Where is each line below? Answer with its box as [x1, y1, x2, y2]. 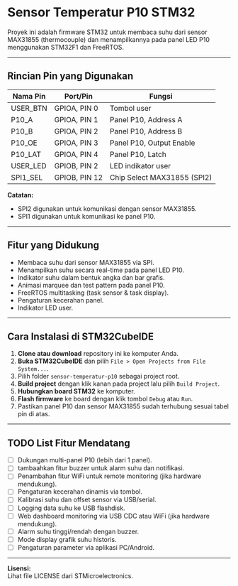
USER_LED [11, 161, 47, 170]
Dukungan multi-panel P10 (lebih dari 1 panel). [17, 456, 152, 465]
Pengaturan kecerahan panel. [17, 295, 104, 304]
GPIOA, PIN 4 [54, 149, 98, 159]
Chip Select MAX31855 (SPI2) [109, 172, 212, 182]
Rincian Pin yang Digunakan [7, 70, 134, 82]
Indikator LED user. [17, 303, 74, 312]
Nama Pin [12, 91, 46, 101]
